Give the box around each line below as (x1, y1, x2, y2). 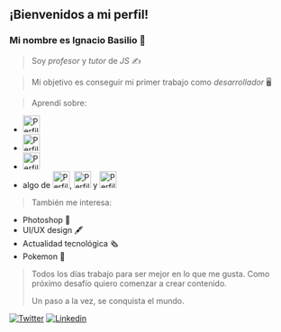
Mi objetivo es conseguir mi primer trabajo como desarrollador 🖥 (31, 76, 272, 87)
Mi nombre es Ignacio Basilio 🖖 (9, 34, 146, 47)
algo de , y (22, 179, 98, 190)
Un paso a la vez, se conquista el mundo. (31, 295, 185, 306)
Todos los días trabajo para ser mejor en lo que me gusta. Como (31, 268, 270, 279)
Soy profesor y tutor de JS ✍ (31, 55, 141, 66)
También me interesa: (31, 197, 113, 208)
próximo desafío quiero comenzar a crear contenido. (31, 278, 227, 289)
